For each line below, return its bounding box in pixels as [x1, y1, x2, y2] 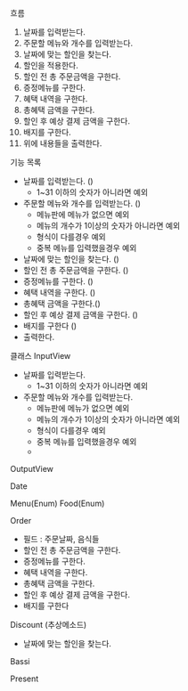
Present [10, 673, 39, 684]
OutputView [10, 464, 54, 474]
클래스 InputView [10, 351, 71, 361]
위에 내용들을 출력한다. [22, 138, 102, 149]
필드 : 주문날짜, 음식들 [22, 533, 100, 544]
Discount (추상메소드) [10, 620, 87, 630]
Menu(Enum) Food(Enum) [10, 498, 105, 508]
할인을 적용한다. [22, 61, 78, 70]
